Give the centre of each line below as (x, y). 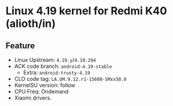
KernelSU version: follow (45, 85)
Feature (20, 46)
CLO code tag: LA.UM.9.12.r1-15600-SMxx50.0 (70, 79)
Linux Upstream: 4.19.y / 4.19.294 (55, 60)
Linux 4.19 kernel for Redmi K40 (86, 11)
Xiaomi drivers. (33, 98)
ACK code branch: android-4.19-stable (63, 66)
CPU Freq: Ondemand (41, 91)
